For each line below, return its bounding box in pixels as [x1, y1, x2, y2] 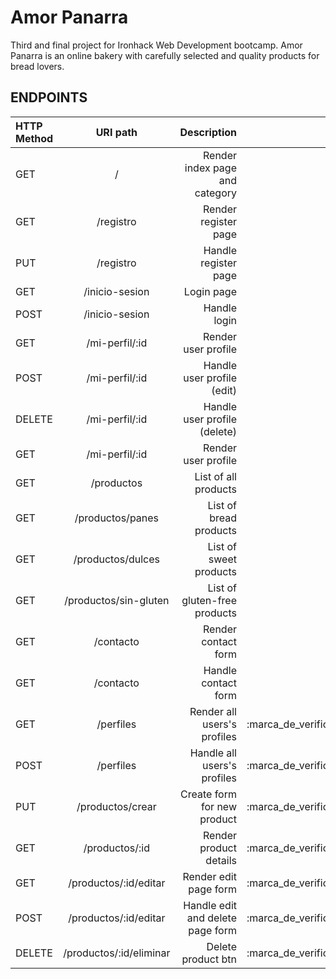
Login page [183, 284, 237, 298]
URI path [95, 125, 138, 139]
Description [179, 125, 237, 139]
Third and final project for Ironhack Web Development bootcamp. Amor [10, 39, 303, 51]
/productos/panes [74, 511, 160, 525]
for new [201, 799, 237, 813]
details [205, 853, 237, 867]
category [194, 186, 237, 200]
